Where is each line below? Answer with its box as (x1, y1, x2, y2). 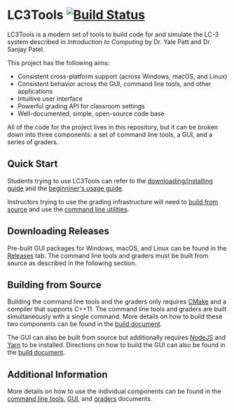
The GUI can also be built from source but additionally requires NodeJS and (7, 333, 226, 342)
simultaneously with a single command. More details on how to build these (7, 312, 223, 321)
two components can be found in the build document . (7, 320, 163, 328)
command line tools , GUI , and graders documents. (7, 395, 153, 403)
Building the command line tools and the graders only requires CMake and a (7, 297, 226, 306)
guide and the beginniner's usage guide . (7, 184, 124, 192)
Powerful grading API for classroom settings (17, 101, 146, 110)
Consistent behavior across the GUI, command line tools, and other (17, 79, 212, 87)
